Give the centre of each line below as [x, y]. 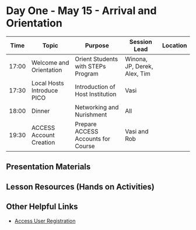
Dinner [41, 111]
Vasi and [137, 131]
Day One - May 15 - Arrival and [81, 11]
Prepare [86, 124]
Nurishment [91, 114]
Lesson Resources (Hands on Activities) [80, 186]
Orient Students [97, 59]
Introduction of [95, 87]
